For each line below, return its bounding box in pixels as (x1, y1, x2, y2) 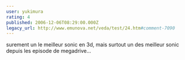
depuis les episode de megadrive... (6, 48, 91, 55)
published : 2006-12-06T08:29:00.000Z (6, 19, 99, 25)
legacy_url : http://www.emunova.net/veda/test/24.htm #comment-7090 (6, 25, 176, 31)
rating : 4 (6, 14, 31, 20)
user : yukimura (6, 8, 44, 15)
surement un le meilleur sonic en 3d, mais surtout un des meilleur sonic (6, 41, 180, 48)
